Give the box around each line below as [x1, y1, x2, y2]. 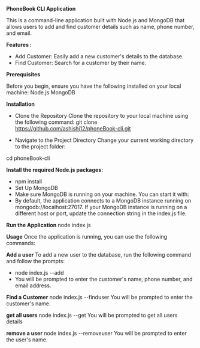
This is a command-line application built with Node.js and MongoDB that [6, 17, 184, 23]
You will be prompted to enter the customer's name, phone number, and [14, 276, 193, 282]
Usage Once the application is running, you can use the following [6, 233, 168, 240]
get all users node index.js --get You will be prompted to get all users [6, 312, 178, 319]
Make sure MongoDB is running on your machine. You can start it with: [14, 191, 190, 198]
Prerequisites [6, 71, 41, 78]
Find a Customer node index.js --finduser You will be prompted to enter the [6, 294, 193, 301]
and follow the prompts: [6, 258, 65, 264]
